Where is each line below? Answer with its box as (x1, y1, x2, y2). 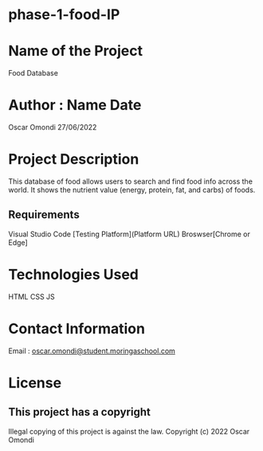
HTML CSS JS (8, 292, 56, 301)
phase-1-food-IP (8, 6, 120, 24)
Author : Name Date (8, 96, 142, 115)
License (8, 374, 62, 391)
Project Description (8, 150, 139, 169)
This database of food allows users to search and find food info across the (8, 177, 253, 186)
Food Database (8, 68, 58, 78)
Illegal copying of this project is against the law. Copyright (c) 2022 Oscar (8, 426, 250, 436)
